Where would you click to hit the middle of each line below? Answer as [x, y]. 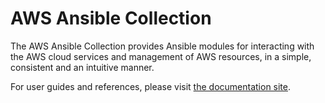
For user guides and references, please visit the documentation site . [151, 86]
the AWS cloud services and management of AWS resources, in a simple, [161, 56]
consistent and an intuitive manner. [82, 67]
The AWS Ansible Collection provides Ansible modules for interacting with [162, 46]
